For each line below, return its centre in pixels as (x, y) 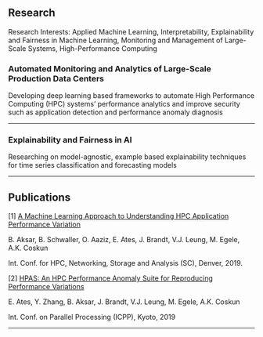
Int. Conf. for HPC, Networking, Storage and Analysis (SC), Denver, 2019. (126, 263)
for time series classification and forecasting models (93, 165)
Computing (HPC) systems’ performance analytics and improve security (124, 104)
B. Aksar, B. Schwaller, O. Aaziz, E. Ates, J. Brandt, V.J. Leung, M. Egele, (124, 240)
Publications (40, 197)
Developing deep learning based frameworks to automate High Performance (131, 96)
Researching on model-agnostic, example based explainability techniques (127, 157)
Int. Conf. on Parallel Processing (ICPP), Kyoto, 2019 (92, 317)
